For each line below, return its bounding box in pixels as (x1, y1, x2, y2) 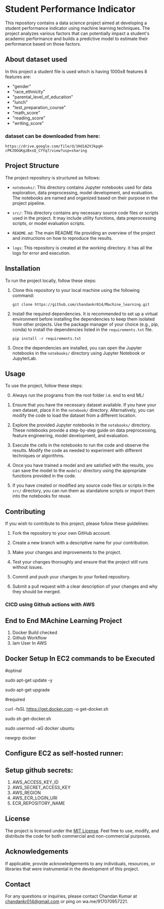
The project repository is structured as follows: (5, 174, 100, 180)
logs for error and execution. (12, 250, 71, 256)
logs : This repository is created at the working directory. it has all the (12, 244, 153, 251)
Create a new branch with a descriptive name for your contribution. (12, 540, 149, 546)
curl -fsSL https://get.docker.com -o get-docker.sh (5, 706, 109, 712)
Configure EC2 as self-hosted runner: (5, 749, 123, 758)
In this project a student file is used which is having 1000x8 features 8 (5, 68, 147, 74)
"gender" (12, 83, 31, 89)
